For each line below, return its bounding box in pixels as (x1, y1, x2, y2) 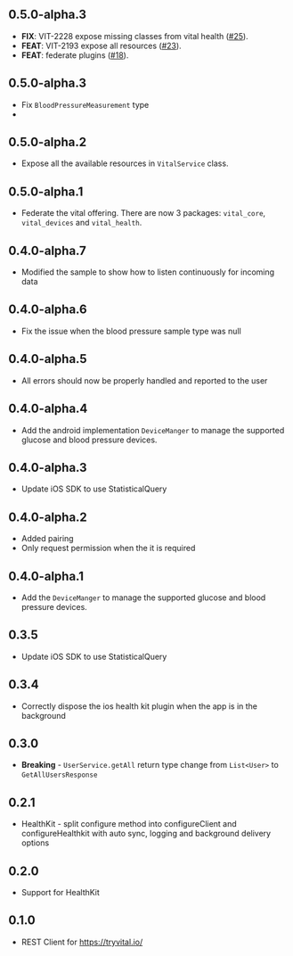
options (20, 837, 50, 848)
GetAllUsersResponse (20, 771, 98, 779)
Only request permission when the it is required (20, 543, 196, 554)
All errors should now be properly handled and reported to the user (20, 375, 268, 386)
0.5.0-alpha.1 (8, 184, 84, 199)
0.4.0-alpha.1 (8, 568, 84, 583)
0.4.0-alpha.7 (8, 243, 86, 258)
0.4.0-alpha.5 (8, 351, 87, 367)
